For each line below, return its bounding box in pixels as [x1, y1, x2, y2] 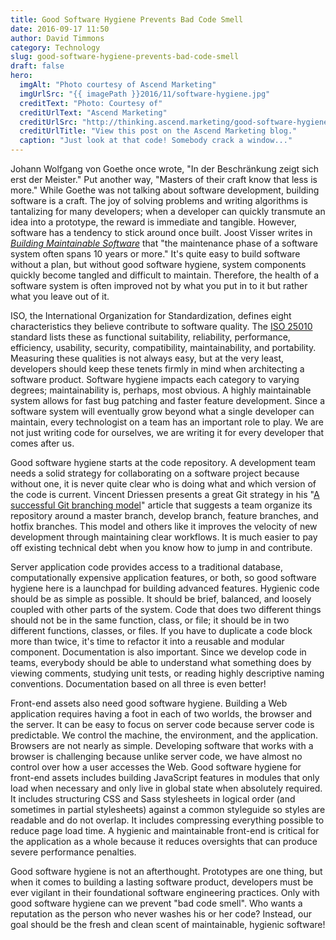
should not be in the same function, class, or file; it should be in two [10, 614, 290, 626]
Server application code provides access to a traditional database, [10, 561, 283, 573]
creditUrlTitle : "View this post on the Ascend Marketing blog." [19, 126, 298, 136]
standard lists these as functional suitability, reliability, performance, [10, 331, 291, 343]
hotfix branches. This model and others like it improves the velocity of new [10, 521, 318, 532]
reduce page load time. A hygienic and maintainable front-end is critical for [10, 825, 320, 836]
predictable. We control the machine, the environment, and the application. [10, 729, 319, 741]
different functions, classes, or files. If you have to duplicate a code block [10, 625, 313, 636]
